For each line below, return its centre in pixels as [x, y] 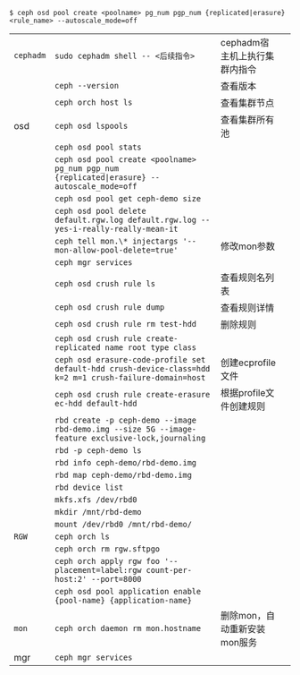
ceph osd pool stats [98, 147]
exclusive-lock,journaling [148, 438]
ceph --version [87, 85]
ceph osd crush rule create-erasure [133, 394]
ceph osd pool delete [100, 211]
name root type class [151, 348]
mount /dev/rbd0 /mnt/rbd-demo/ [123, 524]
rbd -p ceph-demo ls [98, 451]
